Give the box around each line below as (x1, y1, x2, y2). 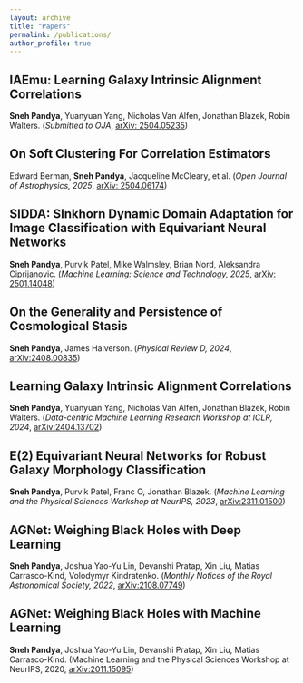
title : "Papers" (9, 22, 71, 31)
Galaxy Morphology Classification (9, 462, 207, 477)
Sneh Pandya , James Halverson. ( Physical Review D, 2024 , (9, 342, 232, 354)
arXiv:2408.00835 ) (9, 352, 81, 363)
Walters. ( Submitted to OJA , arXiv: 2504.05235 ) (9, 120, 189, 132)
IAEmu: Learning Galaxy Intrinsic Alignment (9, 72, 262, 87)
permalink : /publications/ (9, 30, 112, 39)
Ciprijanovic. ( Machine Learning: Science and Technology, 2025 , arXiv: (9, 268, 277, 279)
